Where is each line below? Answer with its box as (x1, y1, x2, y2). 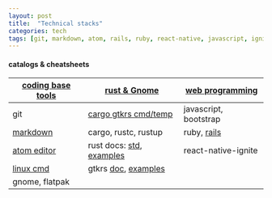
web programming (185, 85, 258, 96)
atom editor (12, 145, 57, 156)
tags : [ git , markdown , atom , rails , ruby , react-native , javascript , (8, 34, 249, 43)
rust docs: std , (87, 140, 142, 151)
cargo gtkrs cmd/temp (87, 108, 173, 120)
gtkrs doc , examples (87, 163, 166, 175)
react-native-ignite (183, 145, 258, 156)
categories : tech (8, 27, 67, 35)
